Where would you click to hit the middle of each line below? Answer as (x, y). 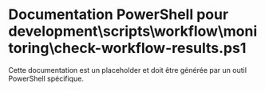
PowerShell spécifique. (46, 78)
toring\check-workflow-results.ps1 (127, 48)
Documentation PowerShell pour (119, 15)
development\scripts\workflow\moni (133, 31)
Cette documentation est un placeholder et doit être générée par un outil (128, 70)
